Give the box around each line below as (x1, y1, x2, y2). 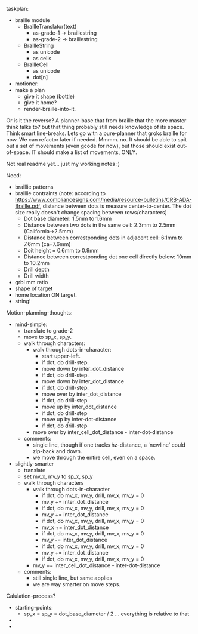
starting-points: (14, 604, 53, 611)
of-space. (6, 149, 30, 156)
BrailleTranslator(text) (23, 23, 77, 30)
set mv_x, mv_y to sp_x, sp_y (23, 473, 94, 480)
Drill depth (23, 266, 49, 273)
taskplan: (6, 5, 29, 12)
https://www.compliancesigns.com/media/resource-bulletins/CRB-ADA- (14, 196, 192, 203)
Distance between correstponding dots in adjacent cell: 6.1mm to (23, 234, 183, 241)
